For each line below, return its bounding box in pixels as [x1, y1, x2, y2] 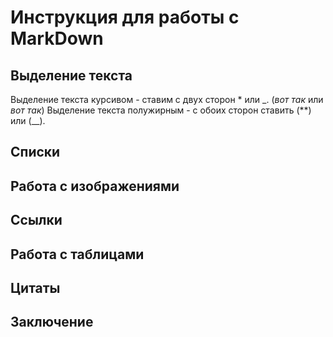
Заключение [10, 314, 94, 331]
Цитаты [10, 279, 61, 296]
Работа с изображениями [10, 177, 180, 195]
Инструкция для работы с [10, 6, 240, 29]
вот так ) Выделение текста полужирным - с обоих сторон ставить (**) [10, 104, 312, 116]
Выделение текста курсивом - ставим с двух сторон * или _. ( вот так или [10, 94, 324, 105]
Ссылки [10, 212, 63, 229]
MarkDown [10, 27, 104, 50]
